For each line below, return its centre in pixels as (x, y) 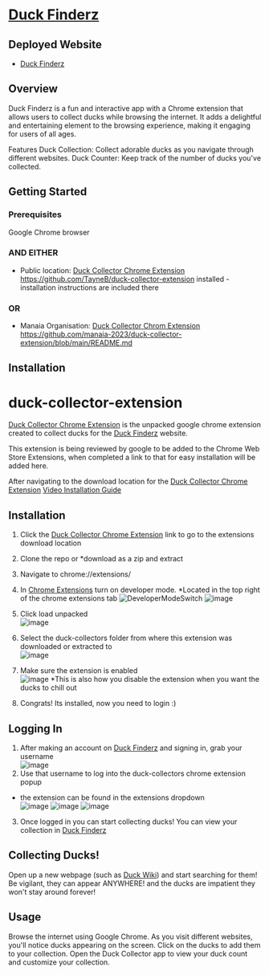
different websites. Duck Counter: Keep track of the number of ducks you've (135, 157)
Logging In (35, 728)
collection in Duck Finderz (63, 830)
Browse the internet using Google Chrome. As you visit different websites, (130, 936)
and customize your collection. (59, 962)
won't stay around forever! (52, 891)
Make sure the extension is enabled (79, 671)
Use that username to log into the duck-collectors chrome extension (133, 773)
